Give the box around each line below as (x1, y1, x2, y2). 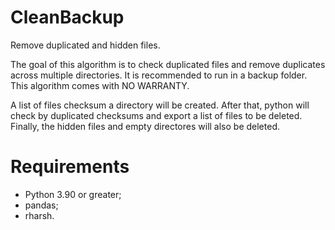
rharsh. (24, 209, 55, 221)
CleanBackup (10, 6, 125, 29)
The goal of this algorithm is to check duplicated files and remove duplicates (10, 58, 326, 70)
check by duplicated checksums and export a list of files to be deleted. (10, 109, 303, 121)
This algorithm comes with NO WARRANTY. (10, 79, 190, 91)
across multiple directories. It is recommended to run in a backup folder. (10, 69, 308, 81)
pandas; (24, 199, 59, 211)
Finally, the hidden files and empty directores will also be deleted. (10, 120, 280, 132)
